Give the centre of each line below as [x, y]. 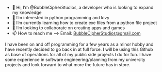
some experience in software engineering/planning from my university [75, 60]
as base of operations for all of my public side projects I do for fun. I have [78, 54]
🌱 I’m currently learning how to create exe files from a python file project [84, 23]
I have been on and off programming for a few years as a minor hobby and [79, 44]
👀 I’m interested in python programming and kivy [61, 18]
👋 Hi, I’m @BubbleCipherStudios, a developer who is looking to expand [83, 7]
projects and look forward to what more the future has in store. [68, 65]
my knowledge [27, 12]
